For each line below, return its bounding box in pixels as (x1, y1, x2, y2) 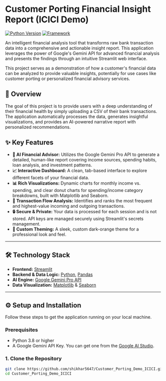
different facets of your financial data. (12, 174, 89, 181)
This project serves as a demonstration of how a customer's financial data (5, 65, 156, 71)
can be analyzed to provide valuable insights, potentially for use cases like (5, 70, 157, 76)
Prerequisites (5, 327, 38, 334)
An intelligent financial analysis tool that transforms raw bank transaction (5, 39, 154, 45)
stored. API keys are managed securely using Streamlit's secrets (12, 216, 144, 222)
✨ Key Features (5, 138, 53, 147)
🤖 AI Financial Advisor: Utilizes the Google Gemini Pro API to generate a (12, 152, 160, 157)
